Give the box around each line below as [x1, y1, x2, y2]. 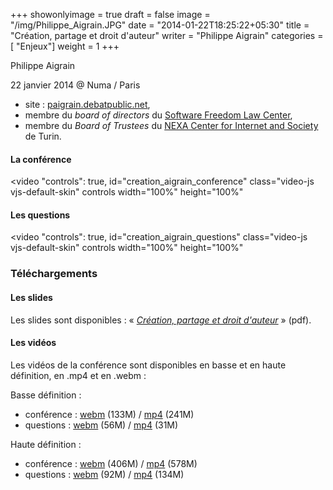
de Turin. [24, 130, 62, 142]
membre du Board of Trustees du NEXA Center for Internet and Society [24, 120, 319, 131]
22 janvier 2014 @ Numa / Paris [10, 79, 141, 91]
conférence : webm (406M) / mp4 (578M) [24, 457, 198, 469]
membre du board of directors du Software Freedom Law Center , [24, 109, 293, 121]
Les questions [10, 209, 71, 221]
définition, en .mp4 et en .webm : [10, 369, 147, 381]
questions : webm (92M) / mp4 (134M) [24, 468, 185, 480]
